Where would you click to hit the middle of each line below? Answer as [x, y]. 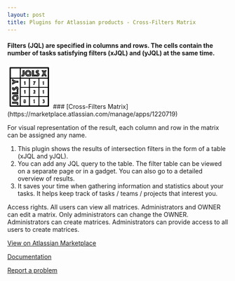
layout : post [26, 15]
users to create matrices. [43, 229]
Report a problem [33, 270]
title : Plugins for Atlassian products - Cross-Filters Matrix [102, 22]
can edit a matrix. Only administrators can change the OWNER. [98, 214]
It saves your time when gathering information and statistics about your [120, 185]
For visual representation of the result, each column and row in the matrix [113, 127]
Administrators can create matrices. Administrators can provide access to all [118, 222]
